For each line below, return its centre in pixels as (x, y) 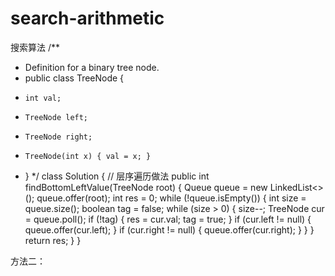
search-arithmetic (87, 18)
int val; (43, 98)
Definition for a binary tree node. (92, 67)
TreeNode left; (56, 117)
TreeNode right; (58, 137)
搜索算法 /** (35, 47)
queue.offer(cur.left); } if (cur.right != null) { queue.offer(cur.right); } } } (169, 229)
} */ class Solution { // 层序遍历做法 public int (117, 176)
